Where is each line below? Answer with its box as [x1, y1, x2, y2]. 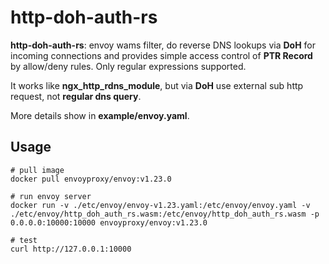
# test [10, 235, 38, 245]
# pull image [10, 165, 65, 175]
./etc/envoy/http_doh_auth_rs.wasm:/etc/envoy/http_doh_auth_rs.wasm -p [10, 209, 320, 219]
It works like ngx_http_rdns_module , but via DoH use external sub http [10, 79, 304, 91]
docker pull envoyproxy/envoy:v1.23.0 [10, 174, 172, 184]
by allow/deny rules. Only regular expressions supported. [10, 60, 247, 72]
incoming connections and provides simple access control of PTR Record [10, 49, 313, 61]
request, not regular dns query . [10, 90, 142, 102]
